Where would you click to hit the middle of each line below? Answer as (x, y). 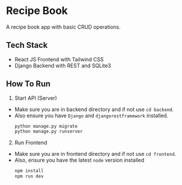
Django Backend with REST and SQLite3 (63, 65)
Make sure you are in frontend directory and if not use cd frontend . (95, 154)
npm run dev (29, 176)
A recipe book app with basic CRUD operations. (63, 27)
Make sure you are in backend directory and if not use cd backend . (94, 109)
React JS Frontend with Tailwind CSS (59, 59)
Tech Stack (27, 45)
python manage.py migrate (46, 126)
